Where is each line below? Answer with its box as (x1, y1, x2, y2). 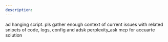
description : (5, 7, 33, 13)
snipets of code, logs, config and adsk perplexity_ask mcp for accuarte (5, 26, 155, 33)
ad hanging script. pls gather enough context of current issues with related (5, 21, 163, 27)
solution (5, 32, 23, 38)
